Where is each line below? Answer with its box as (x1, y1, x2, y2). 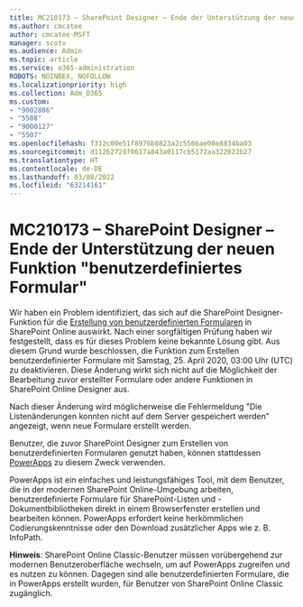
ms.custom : (9, 97, 50, 106)
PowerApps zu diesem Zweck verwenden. (9, 457, 166, 468)
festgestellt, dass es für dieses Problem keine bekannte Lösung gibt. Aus (9, 336, 280, 347)
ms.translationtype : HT (9, 155, 99, 165)
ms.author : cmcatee (9, 22, 83, 31)
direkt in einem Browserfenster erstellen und (95, 503, 261, 514)
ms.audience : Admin (9, 47, 83, 56)
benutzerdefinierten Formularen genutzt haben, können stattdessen (9, 447, 262, 458)
